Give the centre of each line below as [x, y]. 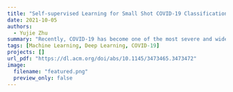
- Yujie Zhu [31, 33]
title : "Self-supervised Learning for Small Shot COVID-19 [94, 13]
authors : [20, 26]
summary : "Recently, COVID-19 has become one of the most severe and [110, 39]
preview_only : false [43, 78]
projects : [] [26, 53]
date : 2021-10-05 [32, 20]
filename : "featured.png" [51, 71]
